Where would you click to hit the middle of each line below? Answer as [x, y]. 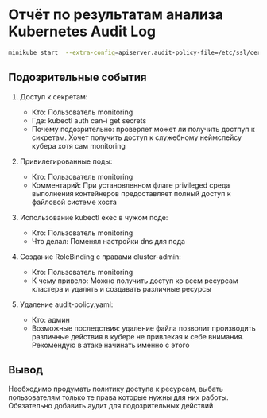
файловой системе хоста [74, 202]
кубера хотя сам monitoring [78, 145]
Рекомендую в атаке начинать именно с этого [110, 345]
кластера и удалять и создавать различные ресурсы [122, 288]
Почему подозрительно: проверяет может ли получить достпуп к [143, 129]
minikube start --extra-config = [64, 52]
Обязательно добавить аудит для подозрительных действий [111, 406]
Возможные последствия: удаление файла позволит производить [143, 328]
